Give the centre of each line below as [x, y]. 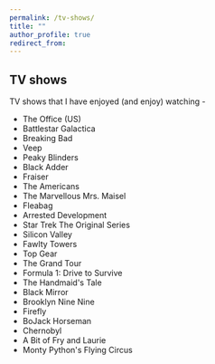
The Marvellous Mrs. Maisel [74, 196]
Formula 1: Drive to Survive [72, 273]
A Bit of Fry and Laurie [64, 340]
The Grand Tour [52, 263]
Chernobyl [42, 330]
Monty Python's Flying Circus [77, 350]
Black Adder [46, 168]
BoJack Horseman [57, 321]
